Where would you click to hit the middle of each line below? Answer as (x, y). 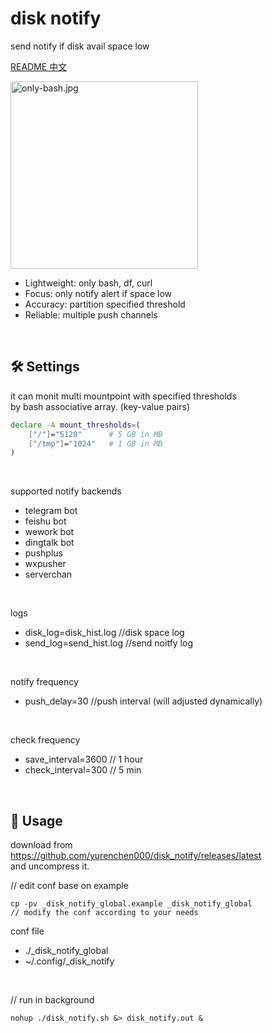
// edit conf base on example (69, 886)
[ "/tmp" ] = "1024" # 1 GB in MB (95, 443)
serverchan (48, 574)
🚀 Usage (36, 820)
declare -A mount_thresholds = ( (75, 425)
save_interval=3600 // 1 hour (84, 759)
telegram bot (51, 511)
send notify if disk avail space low (80, 46)
